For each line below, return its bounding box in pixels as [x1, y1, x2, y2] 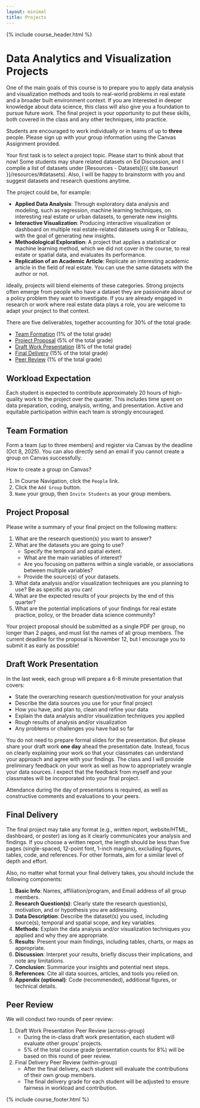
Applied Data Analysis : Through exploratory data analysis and [14, 200, 169, 208]
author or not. [14, 270, 49, 278]
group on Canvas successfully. [6, 454, 82, 461]
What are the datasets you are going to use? [14, 541, 124, 548]
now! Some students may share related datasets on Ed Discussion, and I [6, 158, 184, 165]
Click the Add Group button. [14, 484, 82, 491]
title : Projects [6, 14, 47, 20]
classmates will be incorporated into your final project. [6, 774, 140, 781]
